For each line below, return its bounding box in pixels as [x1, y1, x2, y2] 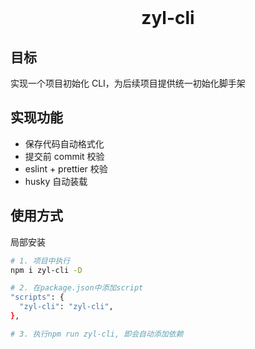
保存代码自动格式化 [24, 137, 105, 150]
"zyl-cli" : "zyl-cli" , [19, 302, 114, 312]
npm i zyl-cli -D [10, 265, 83, 275]
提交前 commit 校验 [24, 150, 105, 162]
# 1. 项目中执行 [10, 256, 71, 266]
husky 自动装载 [24, 175, 88, 187]
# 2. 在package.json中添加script [10, 283, 144, 293]
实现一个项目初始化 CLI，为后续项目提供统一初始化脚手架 [10, 77, 246, 89]
